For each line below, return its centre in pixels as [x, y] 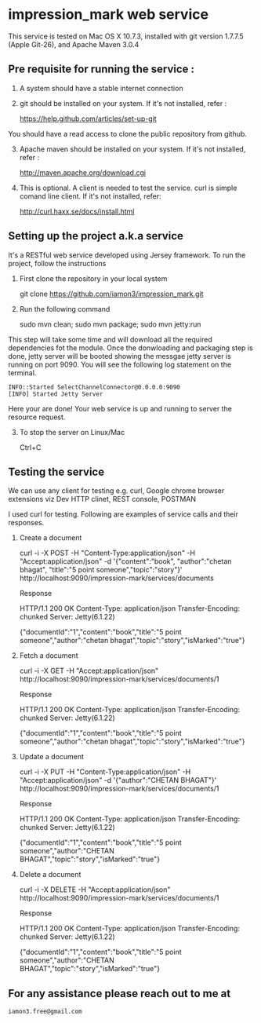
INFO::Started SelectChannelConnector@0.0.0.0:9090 [94, 387]
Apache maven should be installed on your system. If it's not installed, [132, 149]
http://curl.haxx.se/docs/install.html [77, 211]
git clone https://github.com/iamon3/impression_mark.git [111, 294]
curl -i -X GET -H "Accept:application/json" [89, 671]
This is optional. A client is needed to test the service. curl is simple [128, 188]
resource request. [37, 417]
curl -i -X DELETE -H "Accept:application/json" [95, 890]
